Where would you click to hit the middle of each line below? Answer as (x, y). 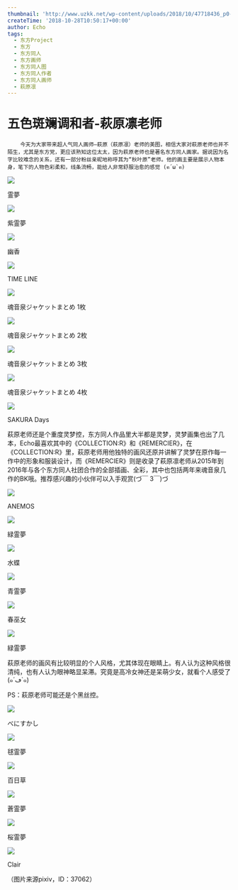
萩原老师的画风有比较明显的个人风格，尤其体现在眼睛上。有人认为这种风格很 (119, 663)
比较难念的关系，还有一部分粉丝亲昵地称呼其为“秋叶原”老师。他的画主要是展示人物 (116, 160)
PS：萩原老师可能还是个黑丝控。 (55, 695)
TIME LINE (23, 279)
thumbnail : (23, 14)
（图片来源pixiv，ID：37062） (52, 879)
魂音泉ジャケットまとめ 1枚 (47, 307)
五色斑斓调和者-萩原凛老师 (85, 124)
